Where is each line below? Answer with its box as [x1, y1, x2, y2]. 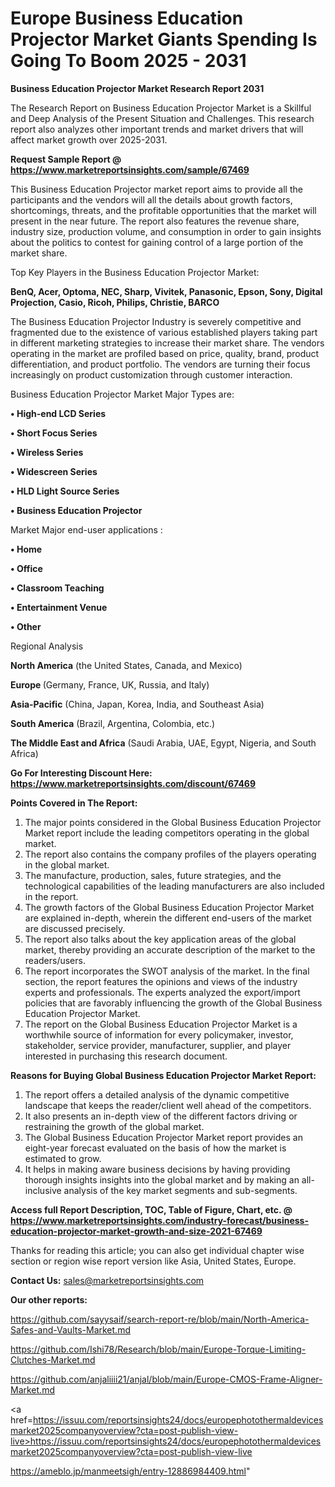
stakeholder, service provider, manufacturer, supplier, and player [24, 1039, 292, 1051]
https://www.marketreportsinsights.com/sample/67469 [10, 163, 250, 176]
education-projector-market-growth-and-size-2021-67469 [10, 1225, 263, 1237]
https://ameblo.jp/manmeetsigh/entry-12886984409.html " [10, 1465, 251, 1477]
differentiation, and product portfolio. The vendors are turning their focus [10, 358, 311, 370]
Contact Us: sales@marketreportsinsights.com [10, 1274, 205, 1286]
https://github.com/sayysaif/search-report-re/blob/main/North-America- [10, 1313, 310, 1325]
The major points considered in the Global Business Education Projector [24, 816, 322, 828]
